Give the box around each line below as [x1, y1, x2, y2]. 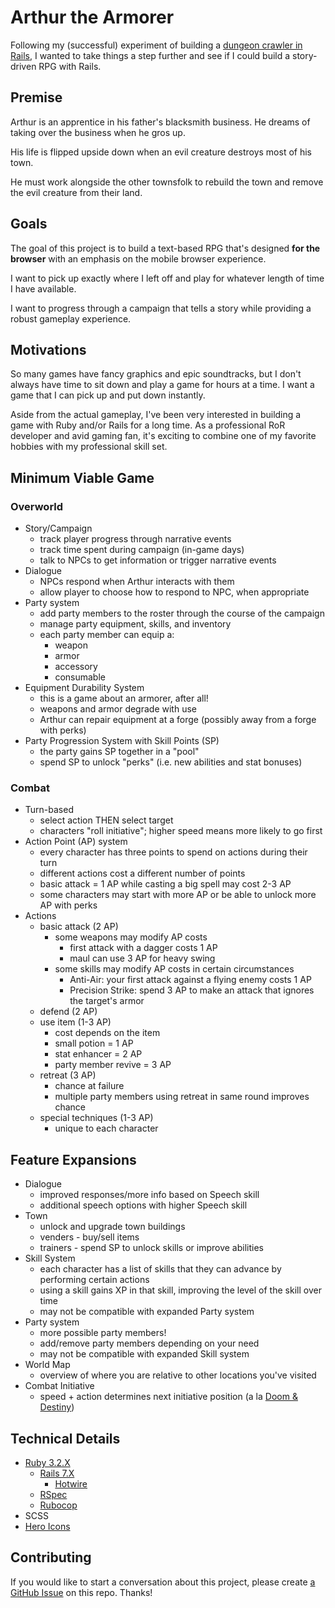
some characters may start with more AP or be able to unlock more [39, 889, 317, 901]
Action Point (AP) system [24, 836, 128, 848]
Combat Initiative [24, 1380, 95, 1392]
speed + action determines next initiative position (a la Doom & [39, 1391, 298, 1403]
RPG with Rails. [38, 60, 102, 72]
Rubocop [39, 1499, 78, 1511]
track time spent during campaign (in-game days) [39, 544, 245, 556]
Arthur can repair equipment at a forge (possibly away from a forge [39, 714, 317, 726]
